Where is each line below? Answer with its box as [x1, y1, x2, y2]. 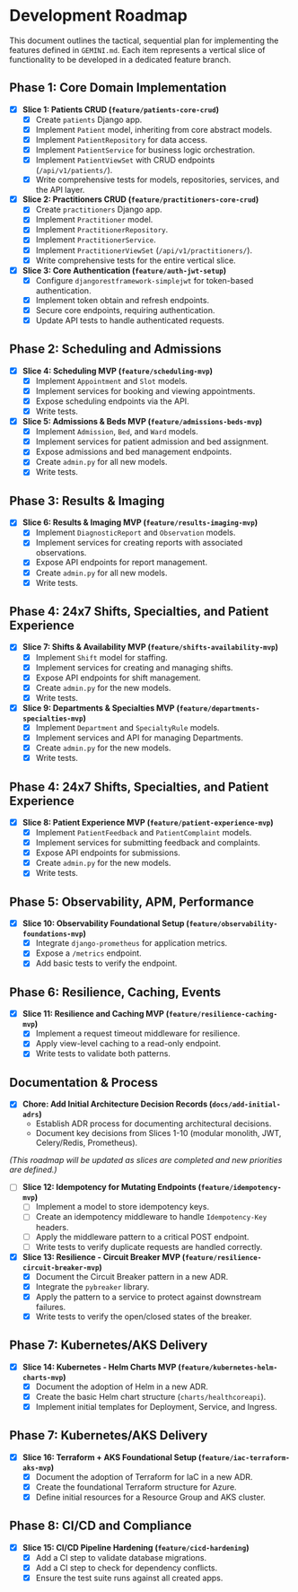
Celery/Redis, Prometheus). [35, 1137, 138, 1149]
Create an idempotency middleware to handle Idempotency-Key [35, 1211, 267, 1222]
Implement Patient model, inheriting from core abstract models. [35, 124, 273, 135]
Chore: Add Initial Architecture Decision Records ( [22, 1098, 213, 1109]
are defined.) [9, 1164, 57, 1176]
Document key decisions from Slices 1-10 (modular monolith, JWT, [35, 1128, 282, 1139]
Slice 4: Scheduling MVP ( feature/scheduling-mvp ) [22, 365, 214, 376]
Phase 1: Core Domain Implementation [9, 80, 227, 95]
